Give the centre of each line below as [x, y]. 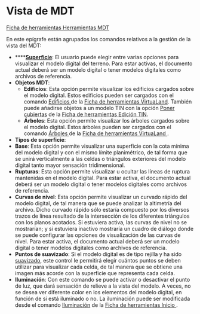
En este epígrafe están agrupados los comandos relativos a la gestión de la [99, 39]
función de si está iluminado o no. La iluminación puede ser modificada [102, 298]
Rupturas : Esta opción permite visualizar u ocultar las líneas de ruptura [102, 171]
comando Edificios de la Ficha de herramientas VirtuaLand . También [108, 101]
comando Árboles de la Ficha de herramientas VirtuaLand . [96, 133]
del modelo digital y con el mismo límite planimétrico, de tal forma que [101, 152]
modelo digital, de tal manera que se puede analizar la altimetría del [98, 203]
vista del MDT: [24, 45]
